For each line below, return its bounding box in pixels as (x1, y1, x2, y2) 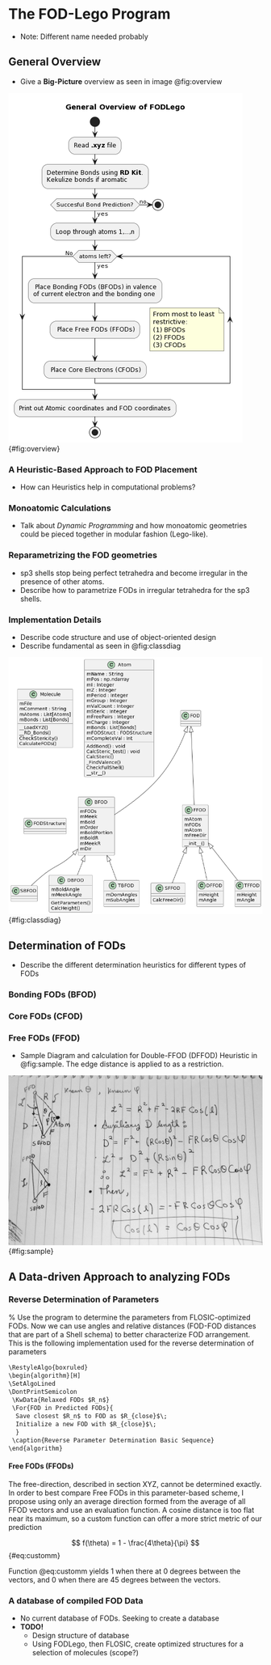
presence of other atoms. (19, 576, 105, 587)
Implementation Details (8, 614, 102, 625)
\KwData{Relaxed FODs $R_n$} (11, 1396, 110, 1404)
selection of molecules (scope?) (31, 1648, 140, 1658)
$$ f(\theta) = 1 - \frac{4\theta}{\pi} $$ (71, 1538, 200, 1548)
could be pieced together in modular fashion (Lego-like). (19, 529, 208, 539)
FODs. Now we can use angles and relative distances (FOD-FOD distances (8, 1320, 256, 1331)
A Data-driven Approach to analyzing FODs (8, 1269, 231, 1283)
